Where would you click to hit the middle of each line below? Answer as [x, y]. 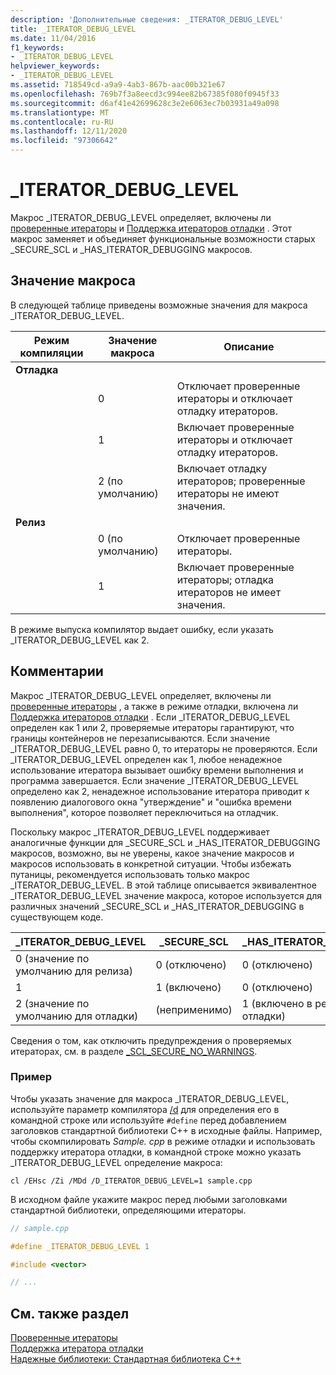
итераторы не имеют [228, 493]
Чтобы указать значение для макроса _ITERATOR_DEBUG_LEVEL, [150, 1098]
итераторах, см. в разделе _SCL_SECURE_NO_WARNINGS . [134, 1051]
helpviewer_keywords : [55, 66]
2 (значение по [52, 1003]
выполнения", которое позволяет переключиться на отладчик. [144, 812]
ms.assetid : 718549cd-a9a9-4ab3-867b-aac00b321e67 [118, 85]
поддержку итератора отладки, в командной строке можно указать [156, 1152]
